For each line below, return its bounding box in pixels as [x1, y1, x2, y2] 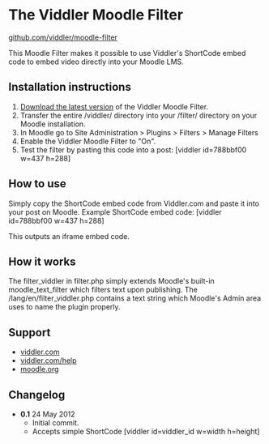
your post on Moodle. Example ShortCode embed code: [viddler [8, 207, 222, 216]
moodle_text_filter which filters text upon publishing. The [8, 285, 199, 295]
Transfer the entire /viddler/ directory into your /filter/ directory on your [19, 110, 258, 120]
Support [8, 326, 51, 339]
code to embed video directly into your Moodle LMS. [8, 57, 184, 66]
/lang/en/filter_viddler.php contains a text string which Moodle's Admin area [8, 293, 262, 303]
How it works [8, 254, 76, 268]
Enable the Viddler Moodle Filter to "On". [19, 136, 156, 146]
